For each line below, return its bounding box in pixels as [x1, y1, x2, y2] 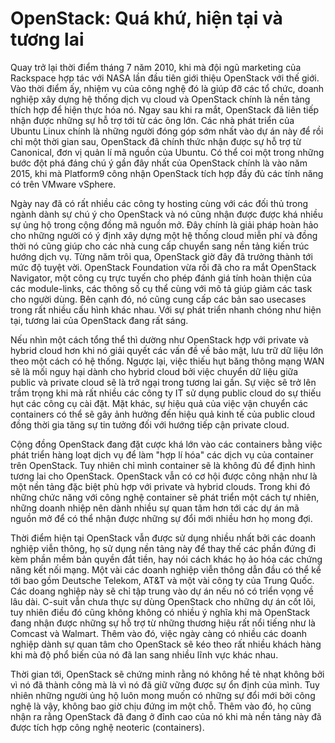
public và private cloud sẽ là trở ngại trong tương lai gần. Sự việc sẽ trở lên [10, 376, 317, 388]
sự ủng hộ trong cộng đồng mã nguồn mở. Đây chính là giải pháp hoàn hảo [10, 218, 319, 231]
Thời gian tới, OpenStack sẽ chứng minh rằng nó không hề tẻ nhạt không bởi [10, 668, 325, 680]
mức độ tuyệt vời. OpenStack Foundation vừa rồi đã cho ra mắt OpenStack [10, 261, 317, 273]
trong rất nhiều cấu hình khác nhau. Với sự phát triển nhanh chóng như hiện [10, 303, 322, 316]
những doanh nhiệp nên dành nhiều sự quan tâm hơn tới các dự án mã [10, 502, 300, 514]
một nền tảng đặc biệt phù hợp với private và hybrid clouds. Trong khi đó [10, 480, 311, 492]
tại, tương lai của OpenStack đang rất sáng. [10, 314, 189, 326]
